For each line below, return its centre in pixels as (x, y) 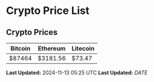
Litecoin (83, 49)
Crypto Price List (48, 11)
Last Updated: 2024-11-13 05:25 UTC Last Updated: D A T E (77, 73)
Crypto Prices (32, 32)
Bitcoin (20, 49)
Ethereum (52, 49)
